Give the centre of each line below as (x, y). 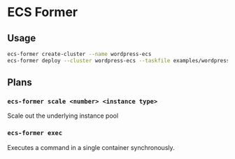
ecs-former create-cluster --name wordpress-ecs (79, 54)
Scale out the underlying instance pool (63, 116)
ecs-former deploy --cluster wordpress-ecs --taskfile (89, 60)
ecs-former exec (35, 133)
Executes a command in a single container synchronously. (91, 147)
